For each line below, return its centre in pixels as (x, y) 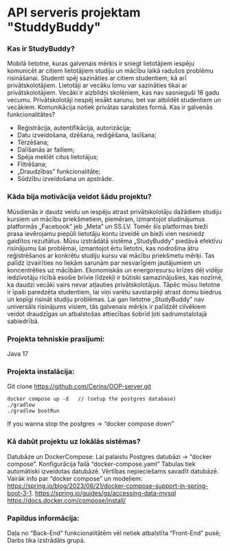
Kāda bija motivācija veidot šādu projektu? (80, 197)
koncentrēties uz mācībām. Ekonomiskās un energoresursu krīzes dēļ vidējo (115, 270)
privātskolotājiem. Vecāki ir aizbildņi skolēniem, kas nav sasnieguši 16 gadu (113, 93)
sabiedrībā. (23, 321)
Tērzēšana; (33, 143)
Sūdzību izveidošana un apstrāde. (65, 179)
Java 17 (18, 354)
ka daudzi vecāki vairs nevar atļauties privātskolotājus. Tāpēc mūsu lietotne (114, 284)
